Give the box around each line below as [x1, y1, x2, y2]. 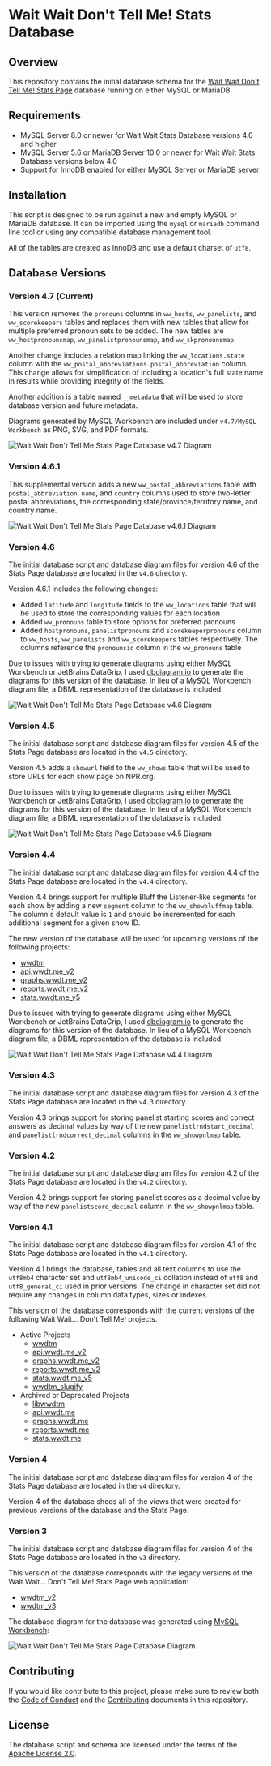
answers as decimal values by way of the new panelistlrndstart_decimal [8, 1121, 255, 1130]
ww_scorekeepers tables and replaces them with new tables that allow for [8, 318, 249, 328]
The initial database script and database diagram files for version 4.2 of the [8, 1168, 260, 1178]
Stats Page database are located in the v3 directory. [8, 1552, 180, 1562]
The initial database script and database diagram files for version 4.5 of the [8, 739, 259, 748]
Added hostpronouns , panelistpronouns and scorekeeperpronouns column [19, 625, 262, 635]
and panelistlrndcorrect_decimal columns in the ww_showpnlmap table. [8, 1129, 242, 1139]
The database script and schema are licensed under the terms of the [8, 1739, 238, 1749]
